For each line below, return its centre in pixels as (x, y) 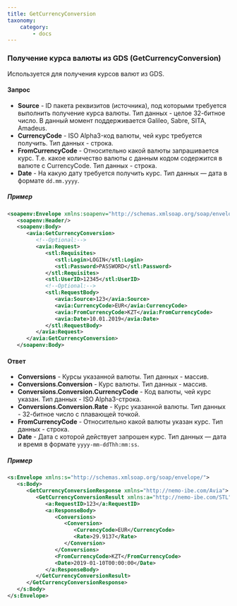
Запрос (19, 90)
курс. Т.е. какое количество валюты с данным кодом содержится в (120, 158)
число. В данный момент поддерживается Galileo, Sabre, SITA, (112, 120)
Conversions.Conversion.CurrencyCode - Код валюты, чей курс (114, 392)
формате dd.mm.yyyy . (48, 180)
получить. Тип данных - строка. (66, 143)
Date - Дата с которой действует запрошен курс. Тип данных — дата (122, 437)
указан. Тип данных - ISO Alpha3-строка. (79, 399)
